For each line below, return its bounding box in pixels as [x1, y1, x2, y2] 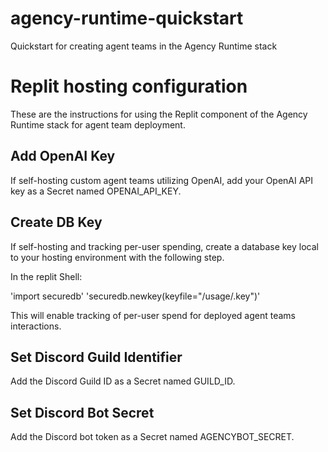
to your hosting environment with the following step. [10, 251, 225, 263]
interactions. [10, 320, 62, 332]
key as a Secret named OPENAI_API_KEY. [10, 185, 182, 197]
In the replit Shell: [10, 270, 83, 282]
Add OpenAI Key [10, 148, 116, 165]
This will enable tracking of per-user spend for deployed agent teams [10, 309, 296, 321]
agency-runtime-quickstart [10, 7, 244, 30]
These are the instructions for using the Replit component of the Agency [10, 108, 308, 120]
